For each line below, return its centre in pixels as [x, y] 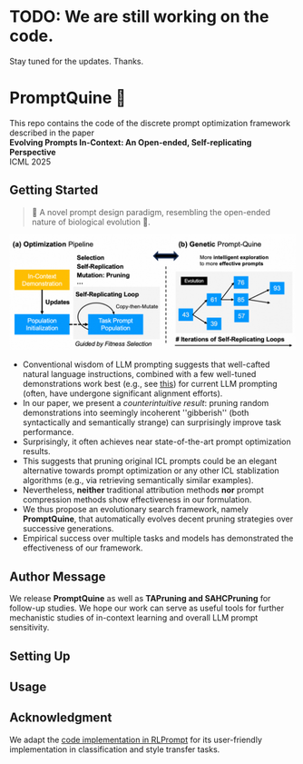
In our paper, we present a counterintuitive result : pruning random [146, 403]
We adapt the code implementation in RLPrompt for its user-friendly [136, 739]
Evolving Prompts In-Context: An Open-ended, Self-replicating [131, 142]
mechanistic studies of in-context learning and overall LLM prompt [134, 618]
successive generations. [68, 529]
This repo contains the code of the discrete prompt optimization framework [150, 123]
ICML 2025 [30, 162]
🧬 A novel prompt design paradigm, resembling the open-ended [151, 212]
